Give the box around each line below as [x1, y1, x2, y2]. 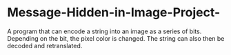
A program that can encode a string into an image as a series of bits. [7, 27, 202, 35]
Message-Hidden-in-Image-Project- [7, 5, 221, 20]
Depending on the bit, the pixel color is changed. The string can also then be [7, 34, 225, 42]
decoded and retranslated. [7, 41, 83, 50]
